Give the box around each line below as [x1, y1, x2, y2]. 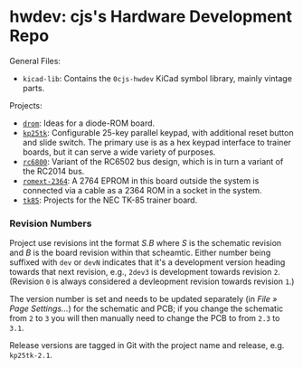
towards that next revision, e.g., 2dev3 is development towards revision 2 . [9, 267, 280, 278]
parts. [22, 82, 45, 93]
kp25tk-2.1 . [9, 350, 52, 361]
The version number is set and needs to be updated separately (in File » [9, 294, 278, 305]
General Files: [9, 55, 62, 66]
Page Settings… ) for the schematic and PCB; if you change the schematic [9, 303, 284, 314]
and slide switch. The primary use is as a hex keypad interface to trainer [22, 137, 292, 147]
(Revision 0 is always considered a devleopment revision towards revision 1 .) [9, 276, 295, 287]
